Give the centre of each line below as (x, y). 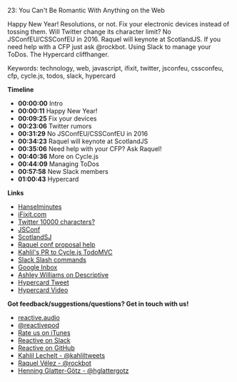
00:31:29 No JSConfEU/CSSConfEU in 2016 (83, 134)
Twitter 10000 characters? (56, 222)
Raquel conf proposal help (56, 244)
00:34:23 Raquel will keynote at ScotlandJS (83, 141)
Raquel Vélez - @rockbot (54, 363)
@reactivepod (38, 325)
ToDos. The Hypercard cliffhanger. (58, 54)
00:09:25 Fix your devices (57, 118)
